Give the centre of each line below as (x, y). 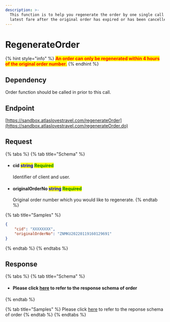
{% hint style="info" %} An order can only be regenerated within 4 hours (82, 58)
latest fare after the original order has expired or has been (78, 19)
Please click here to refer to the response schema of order (75, 288)
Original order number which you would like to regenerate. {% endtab (85, 200)
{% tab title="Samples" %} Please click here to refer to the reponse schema (84, 309)
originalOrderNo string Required (47, 188)
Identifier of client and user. (41, 177)
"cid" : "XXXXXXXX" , (35, 229)
